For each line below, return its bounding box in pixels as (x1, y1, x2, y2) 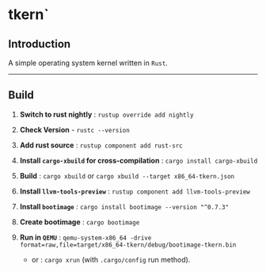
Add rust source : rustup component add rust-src (19, 140, 184, 150)
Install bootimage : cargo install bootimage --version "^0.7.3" (19, 201, 230, 211)
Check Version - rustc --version (19, 125, 131, 134)
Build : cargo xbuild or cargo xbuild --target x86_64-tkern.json (19, 170, 235, 180)
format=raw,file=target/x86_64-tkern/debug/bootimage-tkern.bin (19, 240, 237, 249)
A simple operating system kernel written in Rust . (8, 58, 168, 67)
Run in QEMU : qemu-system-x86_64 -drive (19, 232, 152, 242)
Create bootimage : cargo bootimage (19, 216, 140, 227)
